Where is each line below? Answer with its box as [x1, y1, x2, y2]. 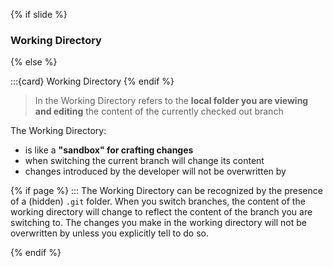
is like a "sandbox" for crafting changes [24, 144, 194, 156]
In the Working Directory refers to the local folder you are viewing [34, 95, 309, 107]
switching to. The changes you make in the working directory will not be [10, 217, 307, 229]
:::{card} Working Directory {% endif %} [10, 75, 175, 88]
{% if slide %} [10, 9, 68, 20]
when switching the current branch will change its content [24, 155, 265, 167]
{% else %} [10, 56, 58, 68]
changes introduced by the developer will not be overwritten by [24, 165, 287, 178]
